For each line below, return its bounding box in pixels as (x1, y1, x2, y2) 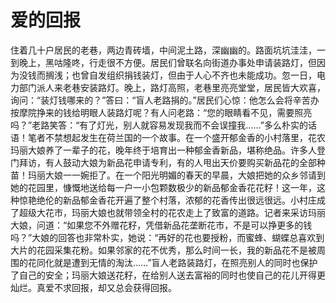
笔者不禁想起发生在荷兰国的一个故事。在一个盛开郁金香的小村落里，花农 (27, 131, 326, 143)
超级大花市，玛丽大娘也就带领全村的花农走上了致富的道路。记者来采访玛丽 (18, 206, 326, 218)
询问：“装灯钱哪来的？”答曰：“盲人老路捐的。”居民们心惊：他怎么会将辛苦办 (10, 94, 320, 106)
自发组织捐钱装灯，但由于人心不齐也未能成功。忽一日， (88, 69, 317, 81)
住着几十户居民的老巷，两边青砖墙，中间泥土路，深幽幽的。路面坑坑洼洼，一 (10, 44, 326, 56)
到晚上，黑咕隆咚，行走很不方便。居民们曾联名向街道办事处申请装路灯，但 (10, 56, 317, 68)
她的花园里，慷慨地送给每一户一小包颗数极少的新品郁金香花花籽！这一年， (10, 181, 317, 193)
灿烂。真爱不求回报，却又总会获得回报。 (10, 281, 177, 293)
